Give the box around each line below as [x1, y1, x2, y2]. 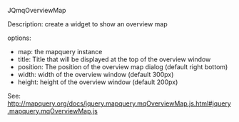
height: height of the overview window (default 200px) [17, 78, 178, 86]
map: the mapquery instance [17, 48, 103, 56]
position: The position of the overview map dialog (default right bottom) [17, 63, 228, 71]
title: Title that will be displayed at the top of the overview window [17, 55, 211, 63]
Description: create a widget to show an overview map [7, 20, 168, 28]
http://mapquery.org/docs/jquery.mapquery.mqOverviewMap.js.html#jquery [7, 99, 232, 108]
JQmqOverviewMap [7, 6, 66, 14]
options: [7, 34, 32, 42]
